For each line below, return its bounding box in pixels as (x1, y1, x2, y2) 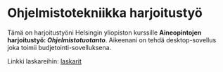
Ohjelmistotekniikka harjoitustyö (7, 5, 203, 21)
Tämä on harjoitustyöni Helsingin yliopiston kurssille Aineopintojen (7, 28, 202, 37)
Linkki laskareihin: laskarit (7, 56, 82, 65)
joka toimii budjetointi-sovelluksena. (7, 43, 112, 52)
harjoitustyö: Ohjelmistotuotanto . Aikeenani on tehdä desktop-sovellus (7, 35, 217, 44)
